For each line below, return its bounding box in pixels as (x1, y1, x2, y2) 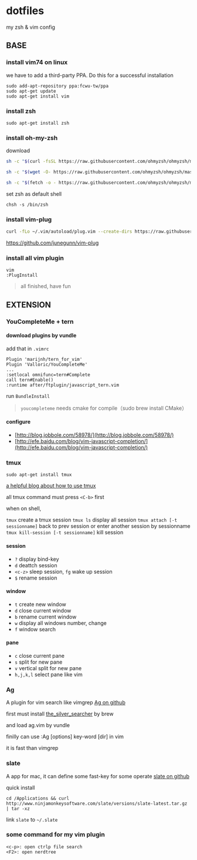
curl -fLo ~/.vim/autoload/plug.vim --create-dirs (6, 229, 133, 235)
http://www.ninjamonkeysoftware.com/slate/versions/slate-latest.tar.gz (6, 801, 188, 807)
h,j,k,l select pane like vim (14, 671, 83, 678)
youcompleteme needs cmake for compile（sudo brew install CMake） (20, 404, 188, 411)
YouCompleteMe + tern (6, 317, 74, 326)
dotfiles (6, 4, 45, 18)
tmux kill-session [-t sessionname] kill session (6, 529, 124, 536)
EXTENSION (6, 300, 52, 310)
